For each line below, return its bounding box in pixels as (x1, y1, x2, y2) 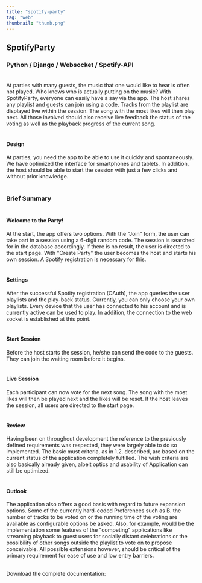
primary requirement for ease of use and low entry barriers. (6, 552, 154, 559)
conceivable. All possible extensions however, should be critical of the (6, 546, 181, 553)
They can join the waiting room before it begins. (6, 355, 125, 362)
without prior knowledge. (6, 173, 69, 180)
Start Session (6, 335, 41, 342)
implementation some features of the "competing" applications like (6, 526, 172, 534)
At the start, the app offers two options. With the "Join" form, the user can (6, 230, 190, 238)
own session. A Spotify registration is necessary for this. (6, 256, 147, 263)
